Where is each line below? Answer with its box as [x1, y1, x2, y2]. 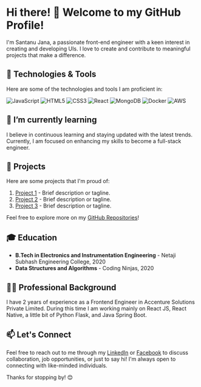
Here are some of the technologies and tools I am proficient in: [6, 85, 163, 92]
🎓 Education [6, 232, 58, 243]
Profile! [6, 18, 44, 32]
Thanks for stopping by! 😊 [6, 374, 73, 381]
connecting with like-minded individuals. [6, 361, 107, 369]
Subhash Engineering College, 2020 [15, 258, 106, 265]
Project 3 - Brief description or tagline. [15, 202, 112, 209]
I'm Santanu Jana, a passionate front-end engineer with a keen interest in [6, 38, 190, 46]
